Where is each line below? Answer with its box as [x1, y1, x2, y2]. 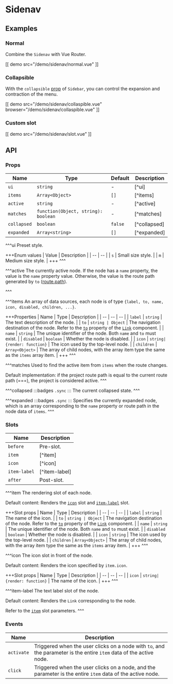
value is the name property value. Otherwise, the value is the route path [5, 273, 155, 279]
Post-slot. [39, 477, 64, 484]
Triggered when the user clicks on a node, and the [34, 663, 156, 671]
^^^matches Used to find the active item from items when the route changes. [5, 362, 168, 368]
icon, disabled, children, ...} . [5, 304, 76, 310]
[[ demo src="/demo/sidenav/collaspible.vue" [5, 101, 102, 107]
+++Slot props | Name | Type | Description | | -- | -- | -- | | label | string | [5, 510, 162, 516]
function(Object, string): [37, 208, 103, 214]
